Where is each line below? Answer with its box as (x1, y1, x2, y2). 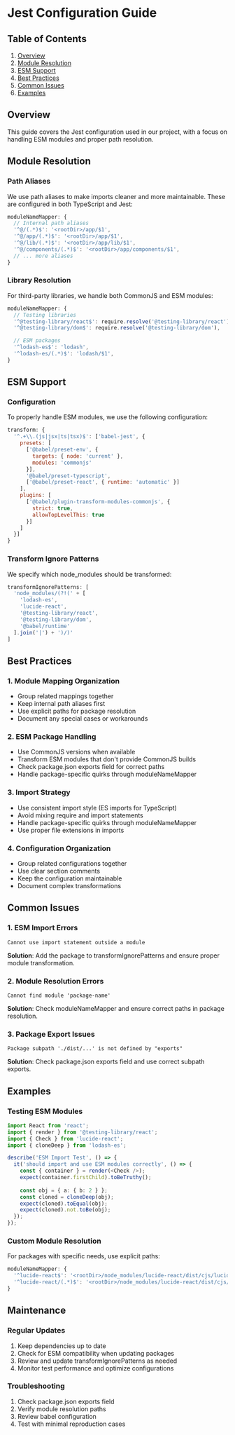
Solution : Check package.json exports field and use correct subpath (7, 1057, 205, 1066)
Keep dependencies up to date (17, 1341, 106, 1350)
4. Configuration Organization (7, 843, 111, 853)
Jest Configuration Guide (7, 5, 157, 21)
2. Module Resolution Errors (7, 976, 104, 986)
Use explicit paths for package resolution (17, 707, 136, 716)
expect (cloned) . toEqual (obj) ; (20, 1200, 108, 1207)
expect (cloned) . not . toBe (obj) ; (20, 1206, 111, 1213)
